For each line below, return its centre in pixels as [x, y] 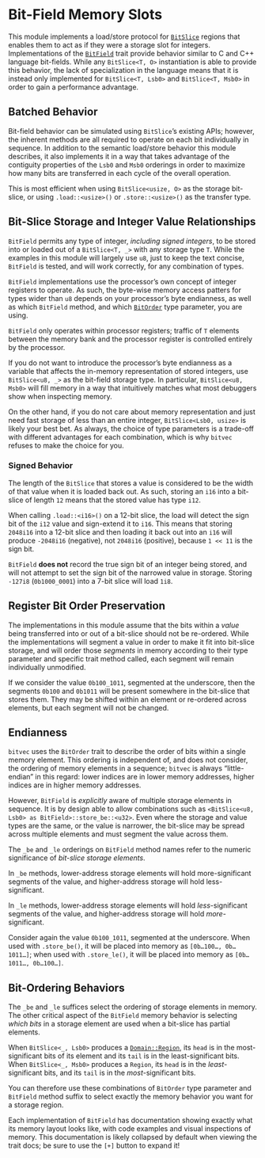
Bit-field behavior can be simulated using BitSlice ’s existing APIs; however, [131, 131]
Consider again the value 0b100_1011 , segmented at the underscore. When [129, 938]
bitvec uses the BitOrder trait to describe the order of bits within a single [127, 752]
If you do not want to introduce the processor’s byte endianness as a [120, 363]
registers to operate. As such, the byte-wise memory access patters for [125, 290]
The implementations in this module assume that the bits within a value [124, 625]
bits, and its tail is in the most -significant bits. [120, 1073]
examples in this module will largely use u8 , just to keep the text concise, [127, 257]
